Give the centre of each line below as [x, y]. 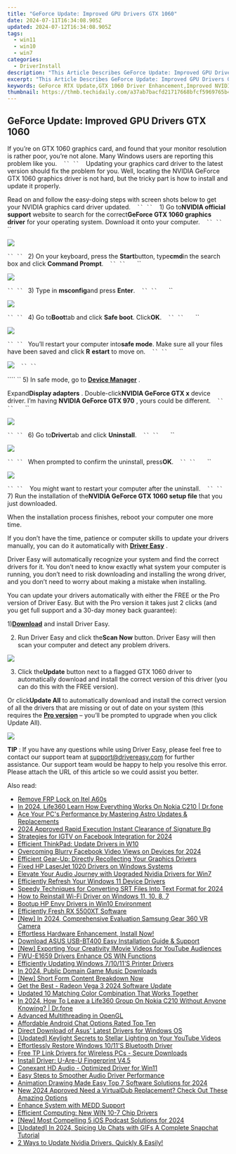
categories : [25, 60]
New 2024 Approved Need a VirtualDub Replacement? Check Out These [123, 1090]
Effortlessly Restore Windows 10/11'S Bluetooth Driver [95, 1045]
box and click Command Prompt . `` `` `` [74, 264]
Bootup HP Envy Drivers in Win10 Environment [84, 903]
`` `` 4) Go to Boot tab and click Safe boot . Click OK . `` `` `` [104, 317]
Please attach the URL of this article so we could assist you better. [103, 772]
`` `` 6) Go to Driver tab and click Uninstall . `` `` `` [91, 435]
